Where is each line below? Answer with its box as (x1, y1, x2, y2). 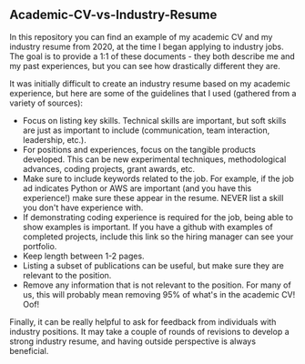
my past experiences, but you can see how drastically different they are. (9, 60, 280, 71)
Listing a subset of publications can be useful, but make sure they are (22, 259, 284, 271)
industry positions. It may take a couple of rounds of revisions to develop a (9, 326, 290, 337)
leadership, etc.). (22, 134, 86, 145)
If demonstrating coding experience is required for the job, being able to (22, 211, 294, 222)
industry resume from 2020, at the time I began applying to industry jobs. (9, 41, 284, 52)
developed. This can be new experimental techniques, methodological (22, 154, 287, 165)
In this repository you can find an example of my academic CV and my (9, 31, 273, 42)
